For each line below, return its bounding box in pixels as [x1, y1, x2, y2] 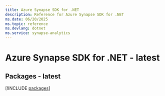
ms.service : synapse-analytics [5, 30, 70, 35]
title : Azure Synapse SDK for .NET [5, 7, 79, 12]
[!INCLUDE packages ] [5, 85, 50, 91]
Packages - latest [5, 72, 61, 80]
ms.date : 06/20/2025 [5, 16, 48, 21]
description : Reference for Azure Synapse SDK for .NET [5, 12, 124, 17]
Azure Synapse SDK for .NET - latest [5, 52, 160, 63]
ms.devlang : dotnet [5, 26, 46, 31]
